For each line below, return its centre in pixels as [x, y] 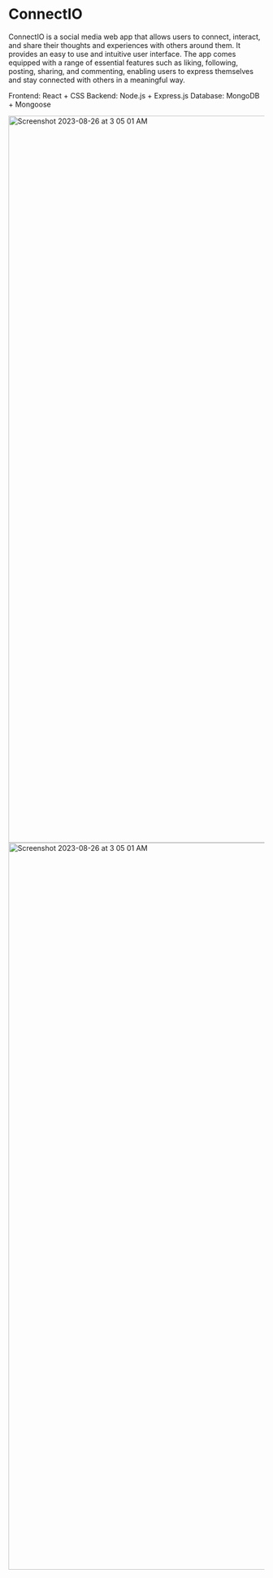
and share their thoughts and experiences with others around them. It [125, 45]
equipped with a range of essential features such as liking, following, [123, 63]
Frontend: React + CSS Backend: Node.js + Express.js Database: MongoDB [134, 95]
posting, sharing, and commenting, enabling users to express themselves [131, 71]
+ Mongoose [30, 104]
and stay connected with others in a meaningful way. [97, 80]
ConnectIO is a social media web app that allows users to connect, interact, [134, 37]
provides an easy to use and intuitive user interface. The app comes [122, 54]
